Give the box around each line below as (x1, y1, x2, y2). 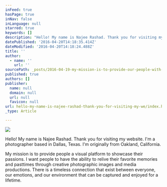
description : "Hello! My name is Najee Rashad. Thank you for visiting (5, 35, 157, 40)
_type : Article (5, 109, 37, 114)
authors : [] (5, 76, 30, 81)
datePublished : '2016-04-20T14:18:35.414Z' (5, 40, 97, 45)
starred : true (5, 26, 35, 31)
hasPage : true (5, 12, 35, 17)
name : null (9, 85, 32, 91)
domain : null (9, 90, 37, 95)
